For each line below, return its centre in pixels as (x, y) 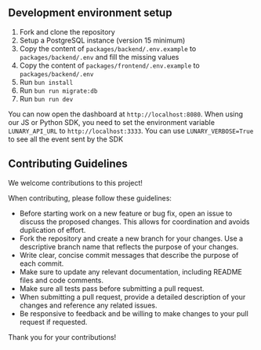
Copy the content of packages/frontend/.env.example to (109, 65)
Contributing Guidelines (68, 164)
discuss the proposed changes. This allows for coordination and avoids (134, 221)
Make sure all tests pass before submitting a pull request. (112, 288)
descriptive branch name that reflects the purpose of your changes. (129, 246)
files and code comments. (62, 280)
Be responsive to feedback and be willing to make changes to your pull (134, 313)
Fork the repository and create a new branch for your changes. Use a (131, 238)
